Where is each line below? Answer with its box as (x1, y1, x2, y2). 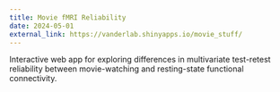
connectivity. (9, 73, 57, 84)
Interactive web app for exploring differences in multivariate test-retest (9, 54, 271, 65)
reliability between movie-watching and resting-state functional (9, 63, 244, 74)
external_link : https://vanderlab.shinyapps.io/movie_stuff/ (9, 29, 243, 38)
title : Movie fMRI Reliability (9, 13, 127, 22)
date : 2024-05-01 (9, 21, 74, 30)
